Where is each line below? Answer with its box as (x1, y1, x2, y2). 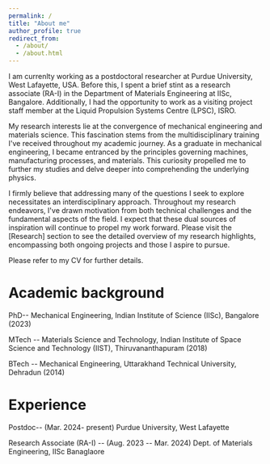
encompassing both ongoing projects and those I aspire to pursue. (8, 240, 230, 249)
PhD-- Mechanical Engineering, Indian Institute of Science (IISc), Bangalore (8, 310, 259, 320)
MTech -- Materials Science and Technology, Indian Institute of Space (8, 334, 242, 344)
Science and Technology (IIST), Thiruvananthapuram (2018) (8, 343, 208, 353)
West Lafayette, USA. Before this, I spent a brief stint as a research (8, 80, 230, 90)
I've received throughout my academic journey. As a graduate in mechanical (8, 139, 263, 148)
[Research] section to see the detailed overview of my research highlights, (8, 232, 256, 240)
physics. (8, 173, 36, 182)
